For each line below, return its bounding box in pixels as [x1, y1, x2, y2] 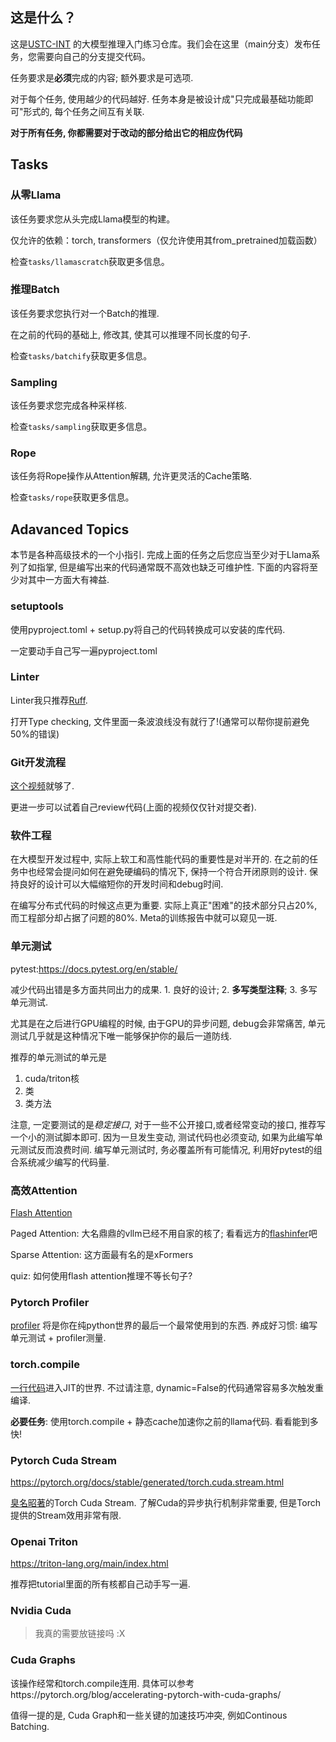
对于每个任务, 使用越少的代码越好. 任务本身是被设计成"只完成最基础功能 [10, 93, 305, 105]
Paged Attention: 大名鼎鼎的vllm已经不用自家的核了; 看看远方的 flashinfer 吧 [10, 1227, 318, 1239]
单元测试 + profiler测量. [10, 1332, 107, 1344]
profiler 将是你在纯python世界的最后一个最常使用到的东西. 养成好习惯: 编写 [10, 1319, 318, 1332]
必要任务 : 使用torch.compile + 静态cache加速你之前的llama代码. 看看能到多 [10, 1415, 319, 1427]
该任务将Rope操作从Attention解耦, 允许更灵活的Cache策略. [10, 470, 252, 482]
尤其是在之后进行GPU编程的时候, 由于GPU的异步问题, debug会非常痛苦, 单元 [10, 1017, 326, 1029]
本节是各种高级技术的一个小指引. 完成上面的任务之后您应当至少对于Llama [10, 549, 312, 561]
